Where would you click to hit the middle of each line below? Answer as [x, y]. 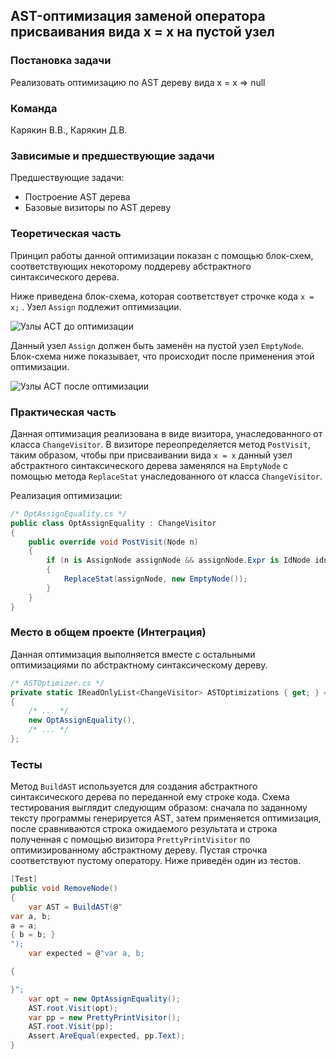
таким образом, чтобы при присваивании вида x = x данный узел [151, 455]
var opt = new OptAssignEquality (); [105, 999]
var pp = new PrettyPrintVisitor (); [105, 1017]
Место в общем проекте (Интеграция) [108, 632]
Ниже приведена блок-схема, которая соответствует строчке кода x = [162, 296]
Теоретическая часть [66, 234]
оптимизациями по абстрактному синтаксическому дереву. [139, 665]
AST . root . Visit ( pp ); [71, 1027]
